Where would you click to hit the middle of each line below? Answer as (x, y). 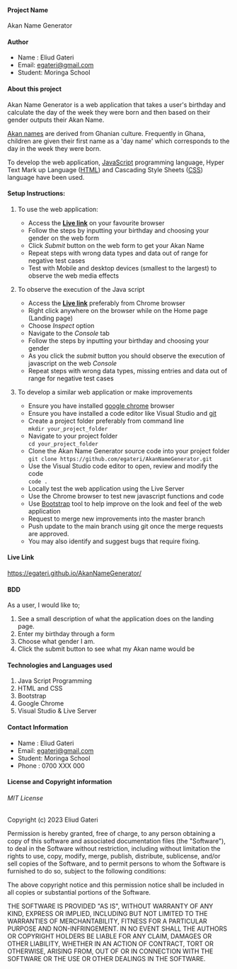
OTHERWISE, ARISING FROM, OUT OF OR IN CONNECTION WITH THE (110, 951)
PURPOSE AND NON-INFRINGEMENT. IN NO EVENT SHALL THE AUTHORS (117, 929)
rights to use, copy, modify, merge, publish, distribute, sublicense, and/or (114, 856)
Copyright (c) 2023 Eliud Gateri (53, 820)
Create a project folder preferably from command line (106, 421)
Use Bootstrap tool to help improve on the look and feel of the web (125, 504)
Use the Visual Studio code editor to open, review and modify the (123, 466)
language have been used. (46, 177)
